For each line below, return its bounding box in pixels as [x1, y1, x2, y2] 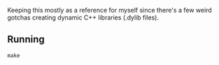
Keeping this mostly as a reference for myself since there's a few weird [7, 6, 212, 14]
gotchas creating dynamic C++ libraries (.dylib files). [7, 13, 160, 22]
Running [7, 34, 45, 45]
